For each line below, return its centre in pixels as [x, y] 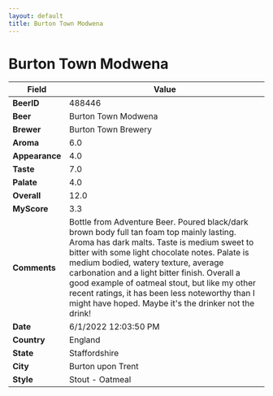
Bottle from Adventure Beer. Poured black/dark [158, 222]
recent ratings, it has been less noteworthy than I [162, 294]
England [84, 340]
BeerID [26, 103]
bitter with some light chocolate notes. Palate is [159, 253]
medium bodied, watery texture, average [146, 263]
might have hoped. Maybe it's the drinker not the [162, 303]
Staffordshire [94, 353]
